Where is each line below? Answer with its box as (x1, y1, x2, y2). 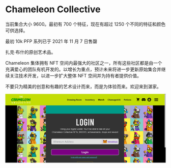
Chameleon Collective (5, 4, 101, 15)
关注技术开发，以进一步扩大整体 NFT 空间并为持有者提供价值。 (9, 72, 141, 78)
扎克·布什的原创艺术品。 (5, 49, 56, 55)
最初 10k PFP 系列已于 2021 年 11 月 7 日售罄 (5, 38, 98, 44)
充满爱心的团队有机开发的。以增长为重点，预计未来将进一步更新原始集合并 (5, 66, 161, 72)
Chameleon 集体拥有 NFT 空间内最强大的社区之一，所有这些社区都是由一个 (5, 60, 162, 66)
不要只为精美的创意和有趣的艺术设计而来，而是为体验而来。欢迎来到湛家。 (5, 83, 161, 90)
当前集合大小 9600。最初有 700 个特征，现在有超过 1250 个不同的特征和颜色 (5, 21, 166, 27)
